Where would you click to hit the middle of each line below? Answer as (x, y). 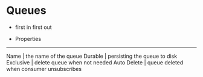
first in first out (34, 27)
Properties (28, 38)
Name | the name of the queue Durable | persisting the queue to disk (92, 56)
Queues (26, 11)
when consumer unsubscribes (44, 69)
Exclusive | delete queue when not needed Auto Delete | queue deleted (95, 62)
